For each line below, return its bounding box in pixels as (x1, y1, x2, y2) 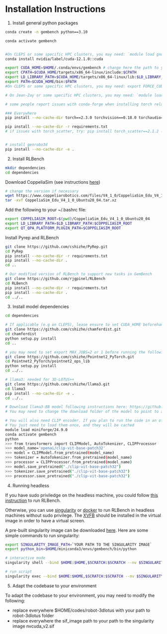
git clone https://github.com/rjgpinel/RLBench (5, 277, 106, 282)
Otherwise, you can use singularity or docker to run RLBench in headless (5, 507, 155, 513)
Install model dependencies (12, 304, 69, 310)
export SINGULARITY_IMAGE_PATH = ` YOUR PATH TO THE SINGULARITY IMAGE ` (5, 542, 153, 547)
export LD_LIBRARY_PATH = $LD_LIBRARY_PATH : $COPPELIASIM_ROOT (5, 221, 133, 226)
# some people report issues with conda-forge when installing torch (5, 102, 153, 107)
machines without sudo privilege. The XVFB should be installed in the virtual (5, 512, 162, 518)
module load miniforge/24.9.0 (5, 427, 68, 432)
